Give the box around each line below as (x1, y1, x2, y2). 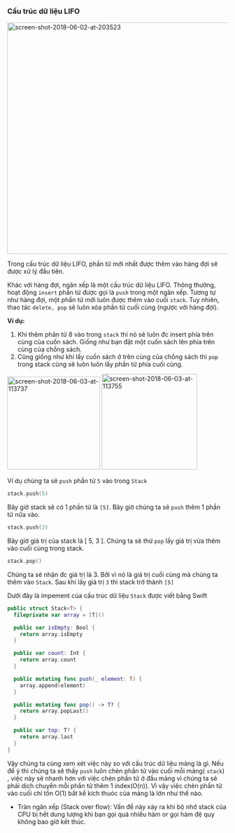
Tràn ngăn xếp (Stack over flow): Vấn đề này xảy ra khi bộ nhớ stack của (17, 802, 227, 811)
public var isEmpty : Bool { (13, 624, 96, 631)
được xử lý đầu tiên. (7, 267, 64, 276)
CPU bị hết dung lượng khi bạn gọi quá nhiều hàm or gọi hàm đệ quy (17, 810, 215, 818)
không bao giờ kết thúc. (17, 817, 86, 826)
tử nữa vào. (7, 510, 41, 519)
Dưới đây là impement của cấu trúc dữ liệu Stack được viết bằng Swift (7, 591, 208, 600)
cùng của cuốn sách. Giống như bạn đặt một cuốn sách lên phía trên (17, 338, 215, 346)
